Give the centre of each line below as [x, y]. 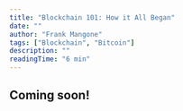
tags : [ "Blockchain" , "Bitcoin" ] [72, 43]
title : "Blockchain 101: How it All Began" [92, 17]
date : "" [26, 26]
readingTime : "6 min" [50, 59]
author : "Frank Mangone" [56, 34]
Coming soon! [50, 95]
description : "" [40, 51]
